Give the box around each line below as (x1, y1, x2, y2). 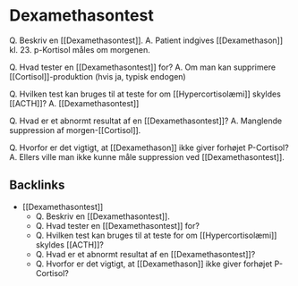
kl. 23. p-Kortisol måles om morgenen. (9, 44, 150, 55)
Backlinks (9, 178, 65, 193)
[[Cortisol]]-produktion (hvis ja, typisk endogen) (9, 71, 186, 81)
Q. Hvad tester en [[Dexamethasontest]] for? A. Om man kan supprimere (9, 62, 276, 72)
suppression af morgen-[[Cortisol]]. (9, 124, 141, 135)
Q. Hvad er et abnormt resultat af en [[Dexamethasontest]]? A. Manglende (9, 115, 283, 126)
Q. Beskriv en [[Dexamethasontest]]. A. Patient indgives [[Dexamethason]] (9, 35, 284, 46)
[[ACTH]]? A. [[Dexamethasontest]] (9, 97, 140, 108)
